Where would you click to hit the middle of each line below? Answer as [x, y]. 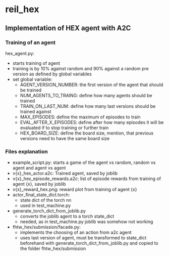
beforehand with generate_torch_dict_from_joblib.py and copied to [89, 243]
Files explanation [26, 151]
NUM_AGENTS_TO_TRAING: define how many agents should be [86, 95]
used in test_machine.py [45, 205]
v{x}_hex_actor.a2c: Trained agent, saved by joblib [65, 174]
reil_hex [22, 9]
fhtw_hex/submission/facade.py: [46, 227]
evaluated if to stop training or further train [64, 127]
